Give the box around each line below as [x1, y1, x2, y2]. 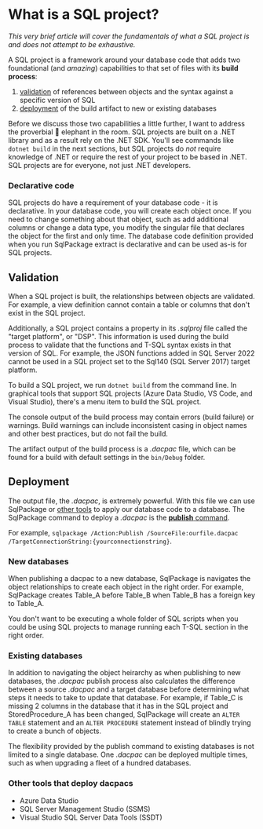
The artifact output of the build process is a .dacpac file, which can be [8, 444, 236, 454]
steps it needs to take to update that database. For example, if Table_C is [8, 693, 243, 703]
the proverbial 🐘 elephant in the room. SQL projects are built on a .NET [8, 127, 236, 137]
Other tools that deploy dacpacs [8, 778, 133, 789]
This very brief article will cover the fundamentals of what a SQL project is [8, 31, 250, 41]
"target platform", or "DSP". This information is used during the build [8, 332, 229, 341]
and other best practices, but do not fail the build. [8, 429, 169, 439]
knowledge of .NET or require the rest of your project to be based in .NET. [8, 152, 247, 162]
